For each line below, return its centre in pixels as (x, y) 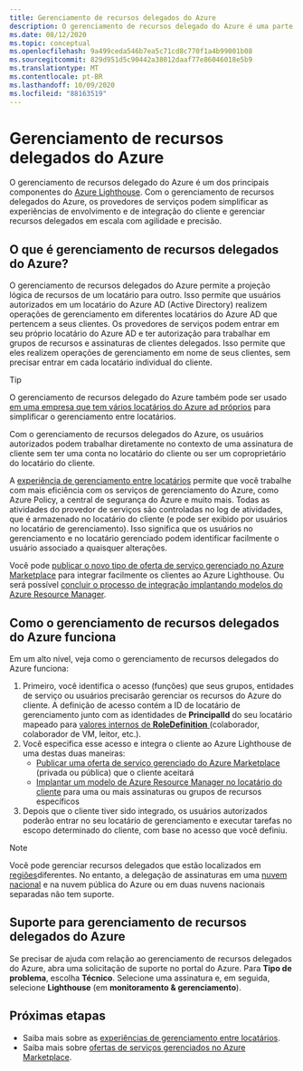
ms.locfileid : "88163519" (58, 93)
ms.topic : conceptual (50, 43)
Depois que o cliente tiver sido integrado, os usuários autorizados (145, 811)
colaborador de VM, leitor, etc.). (82, 734)
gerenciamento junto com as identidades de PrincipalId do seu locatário (157, 715)
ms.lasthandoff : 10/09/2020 (62, 85)
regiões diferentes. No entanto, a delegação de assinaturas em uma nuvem (148, 875)
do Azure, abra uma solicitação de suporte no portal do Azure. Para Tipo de (151, 968)
